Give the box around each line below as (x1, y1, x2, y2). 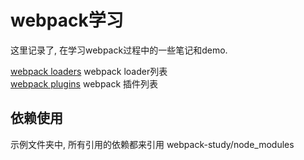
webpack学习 (10, 9, 124, 32)
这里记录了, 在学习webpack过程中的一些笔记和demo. (10, 44, 228, 56)
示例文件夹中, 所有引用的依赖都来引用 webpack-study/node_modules (10, 138, 295, 150)
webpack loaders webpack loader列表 (10, 65, 168, 77)
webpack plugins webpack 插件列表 (10, 77, 159, 90)
